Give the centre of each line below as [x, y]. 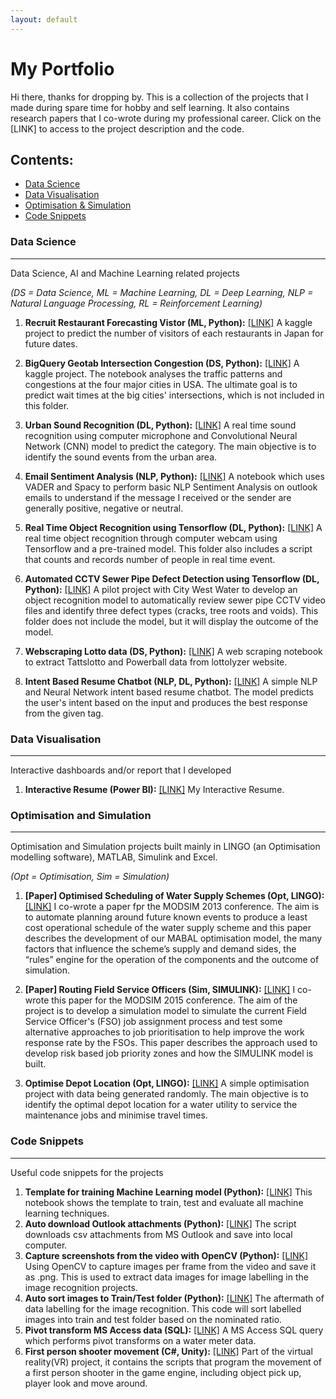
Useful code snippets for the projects [87, 1172]
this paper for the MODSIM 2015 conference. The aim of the [174, 1000]
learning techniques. [67, 1213]
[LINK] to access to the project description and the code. [127, 128]
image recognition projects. [81, 1287]
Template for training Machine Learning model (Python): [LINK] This [168, 1192]
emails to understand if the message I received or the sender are [158, 497]
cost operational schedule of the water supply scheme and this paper [168, 928]
